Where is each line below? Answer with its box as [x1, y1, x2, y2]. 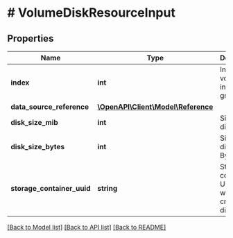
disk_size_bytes [10, 142, 65, 151]
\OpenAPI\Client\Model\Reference [97, 102, 214, 112]
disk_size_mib [10, 118, 59, 127]
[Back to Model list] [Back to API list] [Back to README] [7, 223, 166, 231]
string [97, 184, 118, 193]
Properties [7, 33, 54, 44]
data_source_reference [10, 102, 89, 112]
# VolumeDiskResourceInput [7, 5, 175, 21]
